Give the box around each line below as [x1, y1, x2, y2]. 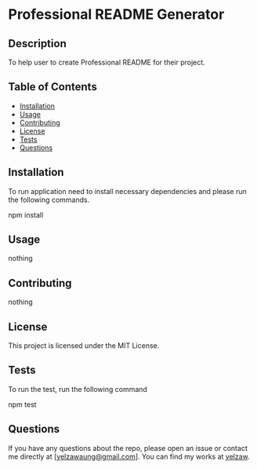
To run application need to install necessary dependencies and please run [8, 186, 247, 196]
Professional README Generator [8, 5, 225, 24]
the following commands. [8, 195, 90, 204]
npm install [8, 210, 44, 219]
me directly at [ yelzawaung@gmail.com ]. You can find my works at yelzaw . [8, 452, 251, 461]
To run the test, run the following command [8, 384, 147, 394]
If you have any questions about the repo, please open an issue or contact [8, 443, 248, 453]
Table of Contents [8, 80, 98, 93]
